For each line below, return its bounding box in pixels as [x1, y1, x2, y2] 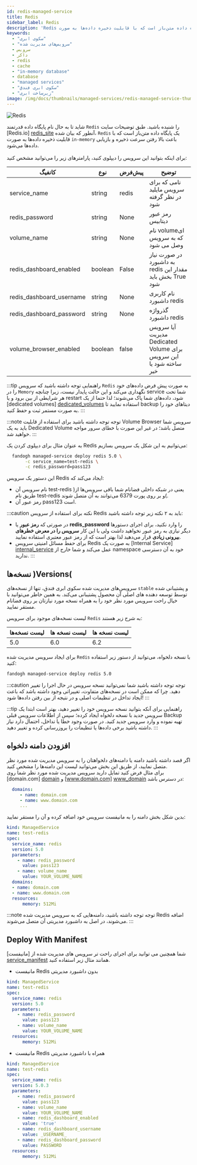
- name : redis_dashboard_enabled [17, 1115, 99, 1121]
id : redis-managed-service [6, 8, 72, 15]
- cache [12, 63, 31, 69]
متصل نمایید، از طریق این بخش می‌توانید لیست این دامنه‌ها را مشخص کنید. [6, 762, 168, 770]
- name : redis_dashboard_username [17, 1126, 101, 1132]
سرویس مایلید [149, 185, 185, 193]
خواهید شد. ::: [6, 430, 37, 437]
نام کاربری [149, 289, 175, 297]
